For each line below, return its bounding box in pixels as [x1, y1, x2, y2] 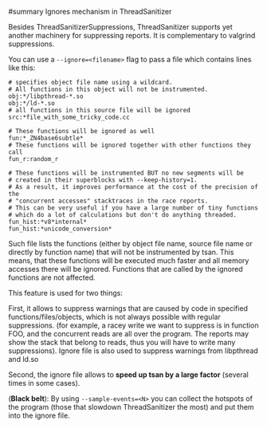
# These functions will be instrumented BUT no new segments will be [8, 169, 245, 177]
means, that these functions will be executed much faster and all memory [8, 256, 249, 265]
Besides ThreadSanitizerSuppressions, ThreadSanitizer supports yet [8, 22, 233, 31]
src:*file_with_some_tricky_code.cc [8, 113, 130, 121]
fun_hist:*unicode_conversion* [8, 225, 112, 233]
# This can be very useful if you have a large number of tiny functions [8, 204, 259, 212]
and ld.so [8, 355, 39, 363]
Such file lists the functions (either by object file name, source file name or [8, 239, 253, 248]
